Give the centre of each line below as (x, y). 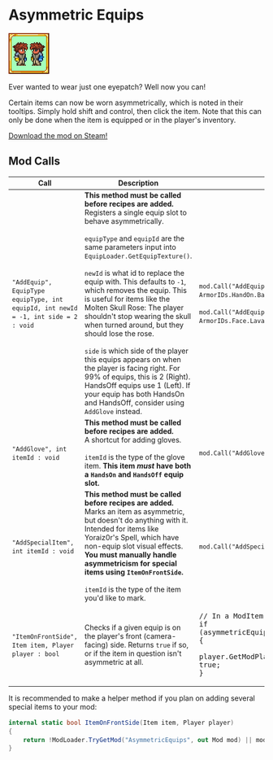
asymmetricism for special (130, 563)
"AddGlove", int (39, 449)
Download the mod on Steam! (58, 135)
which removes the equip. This (135, 290)
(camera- (160, 636)
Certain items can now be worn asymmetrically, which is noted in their (126, 103)
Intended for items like (121, 529)
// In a (214, 616)
